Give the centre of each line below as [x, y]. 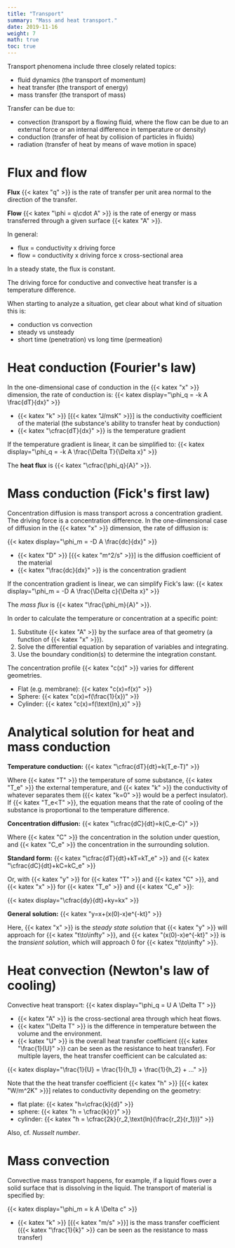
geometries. [25, 675]
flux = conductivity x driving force [66, 248]
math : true [23, 40]
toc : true [22, 46]
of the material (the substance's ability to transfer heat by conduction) [119, 423]
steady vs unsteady [46, 332]
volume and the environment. [60, 1033]
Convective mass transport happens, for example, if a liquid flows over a [112, 1180]
